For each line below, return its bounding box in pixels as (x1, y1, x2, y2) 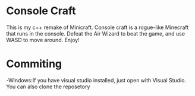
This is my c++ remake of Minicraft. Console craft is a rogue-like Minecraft (6, 24, 189, 31)
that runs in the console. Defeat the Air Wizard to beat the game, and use (6, 30, 185, 37)
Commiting (6, 57, 62, 71)
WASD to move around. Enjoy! (6, 36, 80, 43)
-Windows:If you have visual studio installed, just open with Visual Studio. (6, 76, 186, 84)
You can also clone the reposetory (6, 83, 90, 90)
